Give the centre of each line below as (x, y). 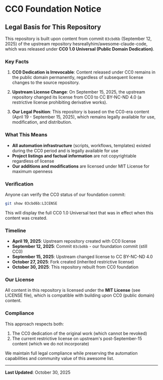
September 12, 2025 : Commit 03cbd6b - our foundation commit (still (80, 247)
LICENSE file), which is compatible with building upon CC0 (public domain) (80, 295)
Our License (20, 280)
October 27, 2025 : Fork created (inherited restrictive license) (73, 262)
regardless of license (33, 161)
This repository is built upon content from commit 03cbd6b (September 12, (78, 38)
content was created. (26, 218)
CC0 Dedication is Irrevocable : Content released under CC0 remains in (84, 72)
